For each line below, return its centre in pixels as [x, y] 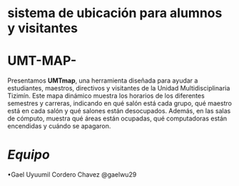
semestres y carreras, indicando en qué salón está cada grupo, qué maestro [119, 103]
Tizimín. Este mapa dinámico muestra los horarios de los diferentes [106, 96]
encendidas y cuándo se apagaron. [59, 126]
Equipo [29, 155]
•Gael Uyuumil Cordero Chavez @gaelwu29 [72, 175]
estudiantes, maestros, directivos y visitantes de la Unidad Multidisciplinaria [119, 88]
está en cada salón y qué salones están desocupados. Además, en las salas [119, 111]
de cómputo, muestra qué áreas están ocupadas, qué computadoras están [117, 118]
